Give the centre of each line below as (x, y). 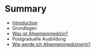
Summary (26, 9)
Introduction (25, 23)
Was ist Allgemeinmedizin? (40, 33)
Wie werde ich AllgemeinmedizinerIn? (51, 44)
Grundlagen (24, 28)
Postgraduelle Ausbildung (39, 39)
